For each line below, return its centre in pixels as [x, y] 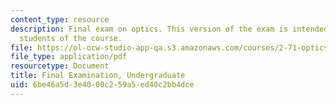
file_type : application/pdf [69, 57]
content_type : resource [60, 19]
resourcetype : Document [60, 66]
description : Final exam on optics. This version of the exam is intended [169, 29]
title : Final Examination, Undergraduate [98, 76]
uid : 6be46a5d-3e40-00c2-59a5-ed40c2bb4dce [102, 85]
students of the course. [71, 38]
